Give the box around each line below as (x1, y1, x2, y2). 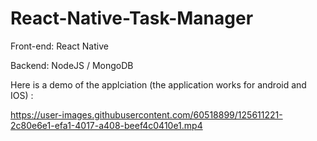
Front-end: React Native (10, 40, 109, 52)
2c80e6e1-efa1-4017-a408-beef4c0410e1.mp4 (10, 119, 203, 131)
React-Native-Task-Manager (10, 7, 254, 30)
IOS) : (10, 89, 34, 101)
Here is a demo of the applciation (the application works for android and (10, 78, 307, 91)
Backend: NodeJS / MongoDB (10, 59, 134, 71)
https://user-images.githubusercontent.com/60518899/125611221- (10, 108, 283, 121)
